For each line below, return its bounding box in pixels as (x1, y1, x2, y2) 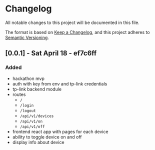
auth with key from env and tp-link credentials (12, 80, 107, 86)
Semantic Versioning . (5, 34, 49, 40)
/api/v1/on (19, 118, 43, 124)
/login (19, 103, 34, 108)
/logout (19, 108, 36, 113)
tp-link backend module (12, 86, 62, 92)
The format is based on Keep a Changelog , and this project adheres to (5, 29, 150, 35)
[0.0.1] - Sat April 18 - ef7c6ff (5, 49, 97, 57)
